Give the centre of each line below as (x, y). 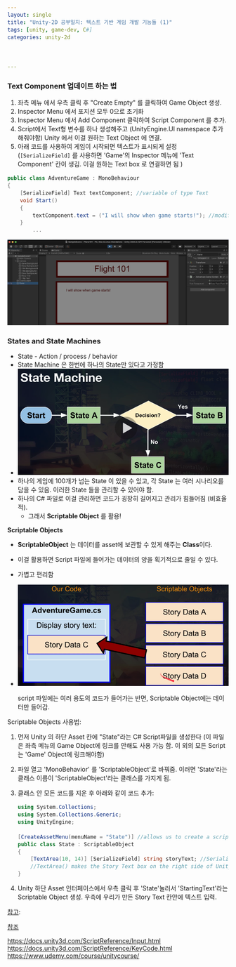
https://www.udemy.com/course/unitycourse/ (73, 956)
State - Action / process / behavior (67, 356)
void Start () (39, 200)
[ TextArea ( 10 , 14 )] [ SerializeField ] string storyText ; (114, 859)
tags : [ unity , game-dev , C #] (50, 29)
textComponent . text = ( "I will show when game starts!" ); (119, 215)
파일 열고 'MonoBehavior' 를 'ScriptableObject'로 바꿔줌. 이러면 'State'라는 (123, 770)
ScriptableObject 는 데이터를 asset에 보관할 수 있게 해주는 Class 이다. (115, 545)
